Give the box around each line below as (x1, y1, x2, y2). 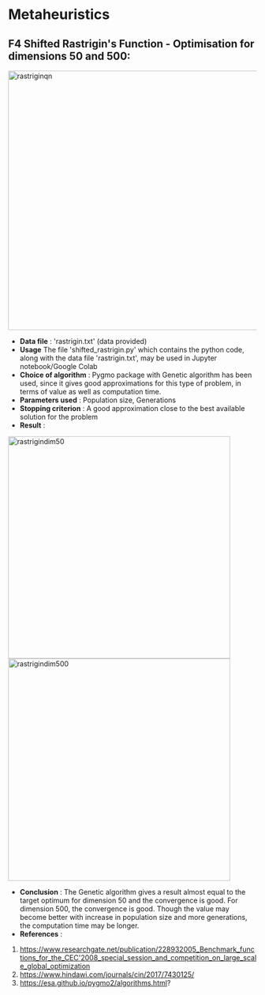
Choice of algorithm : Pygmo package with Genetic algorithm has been (19, 370, 252, 379)
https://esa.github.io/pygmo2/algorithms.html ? (19, 978, 171, 987)
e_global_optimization (19, 962, 91, 971)
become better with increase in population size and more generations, (19, 913, 248, 922)
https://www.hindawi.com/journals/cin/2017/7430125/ (19, 970, 195, 979)
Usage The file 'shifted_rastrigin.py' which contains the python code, (19, 345, 244, 354)
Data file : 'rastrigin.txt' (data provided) (19, 337, 147, 345)
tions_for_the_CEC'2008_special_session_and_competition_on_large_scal (19, 953, 257, 962)
